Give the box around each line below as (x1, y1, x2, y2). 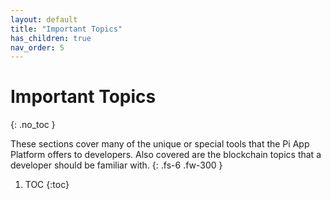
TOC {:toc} (24, 179, 70, 191)
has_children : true (10, 33, 92, 43)
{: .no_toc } (10, 119, 56, 131)
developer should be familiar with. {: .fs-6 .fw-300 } (10, 159, 223, 171)
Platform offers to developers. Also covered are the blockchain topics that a (10, 149, 322, 161)
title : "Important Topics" (10, 24, 123, 34)
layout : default (10, 14, 78, 25)
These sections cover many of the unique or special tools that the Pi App (10, 138, 310, 150)
